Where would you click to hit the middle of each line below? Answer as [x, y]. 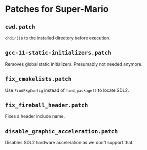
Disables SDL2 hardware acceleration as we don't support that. [70, 143]
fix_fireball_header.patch [47, 105]
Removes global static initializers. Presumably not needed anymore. [74, 64]
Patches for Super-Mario [57, 9]
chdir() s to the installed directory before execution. [58, 38]
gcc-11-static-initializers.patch [58, 53]
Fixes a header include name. [35, 116]
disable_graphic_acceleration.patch [62, 131]
